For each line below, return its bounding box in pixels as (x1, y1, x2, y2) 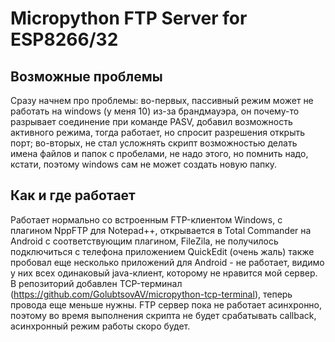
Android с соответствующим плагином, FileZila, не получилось (10, 235, 279, 247)
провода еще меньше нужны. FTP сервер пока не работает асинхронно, (10, 298, 323, 311)
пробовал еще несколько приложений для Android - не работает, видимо (10, 256, 325, 268)
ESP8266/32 (10, 28, 119, 51)
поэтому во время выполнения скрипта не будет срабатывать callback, (10, 309, 317, 321)
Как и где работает (10, 187, 136, 204)
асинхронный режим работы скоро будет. (10, 320, 191, 332)
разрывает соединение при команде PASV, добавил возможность (10, 116, 293, 127)
